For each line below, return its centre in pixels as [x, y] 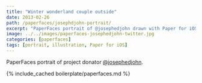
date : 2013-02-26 [28, 17]
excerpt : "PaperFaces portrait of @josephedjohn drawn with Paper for [96, 28]
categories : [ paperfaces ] [38, 39]
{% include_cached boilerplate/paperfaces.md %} [68, 73]
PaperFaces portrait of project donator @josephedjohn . [75, 62]
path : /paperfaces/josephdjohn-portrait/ [59, 23]
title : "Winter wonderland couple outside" [62, 12]
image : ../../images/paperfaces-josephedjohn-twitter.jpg [80, 34]
